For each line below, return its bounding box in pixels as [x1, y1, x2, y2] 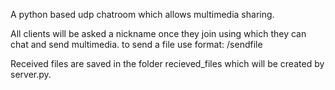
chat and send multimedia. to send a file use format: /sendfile [10, 39, 263, 50]
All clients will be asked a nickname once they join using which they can [10, 28, 307, 39]
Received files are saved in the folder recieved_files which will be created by [10, 58, 325, 69]
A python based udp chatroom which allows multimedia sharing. [10, 9, 275, 20]
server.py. [10, 69, 52, 80]
